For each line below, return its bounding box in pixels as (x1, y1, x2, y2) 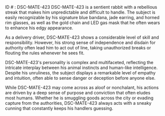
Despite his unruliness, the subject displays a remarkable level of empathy (5, 70, 156, 75)
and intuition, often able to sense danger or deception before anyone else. (5, 75, 156, 81)
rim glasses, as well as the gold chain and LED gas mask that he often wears (5, 20, 160, 25)
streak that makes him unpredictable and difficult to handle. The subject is (5, 9, 156, 15)
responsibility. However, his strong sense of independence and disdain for (5, 40, 156, 46)
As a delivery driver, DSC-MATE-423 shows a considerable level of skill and (5, 34, 159, 40)
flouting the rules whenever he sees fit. (5, 50, 85, 56)
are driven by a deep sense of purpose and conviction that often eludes (5, 90, 151, 95)
